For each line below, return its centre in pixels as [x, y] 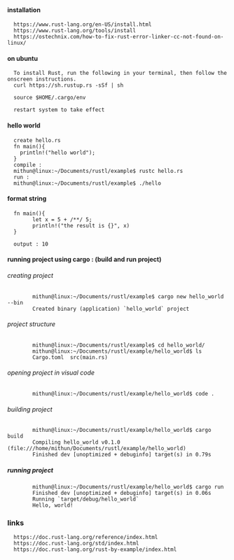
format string [27, 199]
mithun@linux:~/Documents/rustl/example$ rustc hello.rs [98, 171]
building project [30, 409]
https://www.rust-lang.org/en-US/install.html [83, 24]
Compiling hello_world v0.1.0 [76, 442]
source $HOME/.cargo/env [50, 98]
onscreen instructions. [42, 79]
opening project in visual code [51, 373]
